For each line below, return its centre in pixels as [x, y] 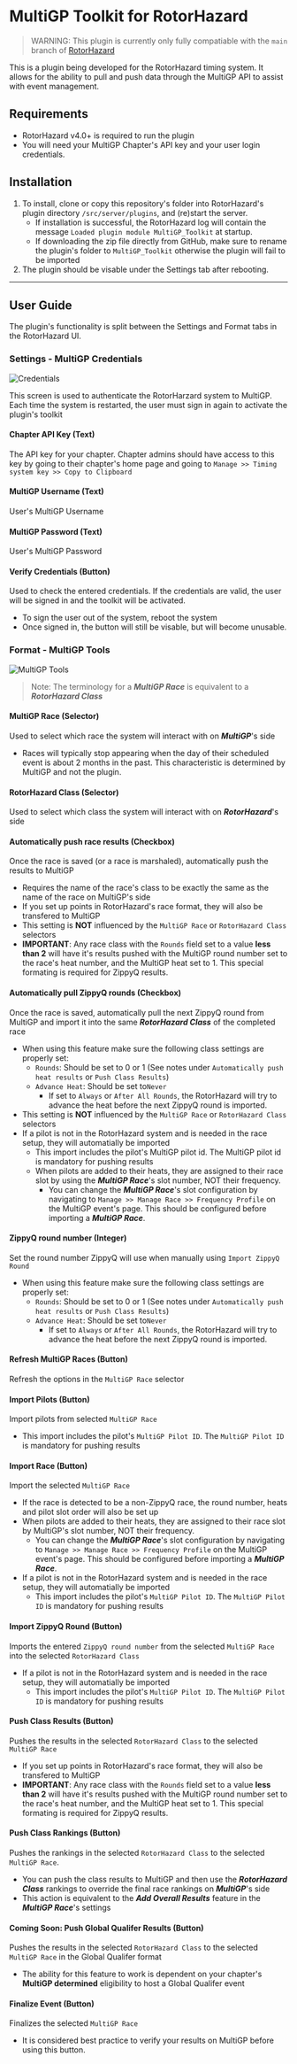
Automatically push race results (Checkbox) [92, 841]
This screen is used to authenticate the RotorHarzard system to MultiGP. [141, 395]
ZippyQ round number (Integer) [68, 1238]
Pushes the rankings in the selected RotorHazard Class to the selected [137, 1853]
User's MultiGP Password [56, 552]
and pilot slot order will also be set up [90, 1512]
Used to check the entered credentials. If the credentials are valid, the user [145, 591]
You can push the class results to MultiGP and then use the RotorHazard [155, 1880]
